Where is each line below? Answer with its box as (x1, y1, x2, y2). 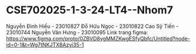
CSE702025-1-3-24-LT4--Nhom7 (6, 3, 174, 17)
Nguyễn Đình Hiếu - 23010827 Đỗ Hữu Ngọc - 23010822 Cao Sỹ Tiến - (6, 23, 179, 30)
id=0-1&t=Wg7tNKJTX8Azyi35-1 (6, 41, 84, 48)
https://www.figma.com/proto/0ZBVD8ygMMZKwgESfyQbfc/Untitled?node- (6, 35, 190, 42)
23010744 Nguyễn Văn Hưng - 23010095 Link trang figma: (6, 28, 148, 35)
